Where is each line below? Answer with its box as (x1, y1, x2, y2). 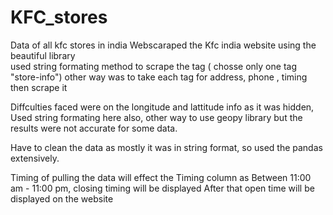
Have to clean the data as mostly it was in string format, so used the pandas (10, 141, 323, 153)
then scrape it (10, 81, 68, 93)
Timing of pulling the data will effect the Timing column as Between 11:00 (10, 171, 312, 183)
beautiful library (10, 49, 76, 61)
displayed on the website (10, 192, 114, 205)
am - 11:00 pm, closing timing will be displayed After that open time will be (10, 182, 315, 194)
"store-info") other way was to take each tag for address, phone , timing (10, 71, 308, 83)
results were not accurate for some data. (10, 122, 178, 134)
